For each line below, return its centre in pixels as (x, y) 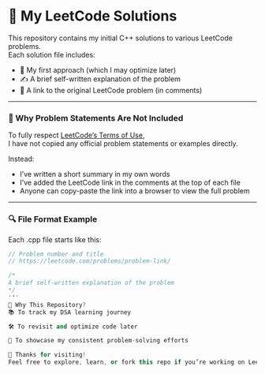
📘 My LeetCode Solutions (93, 16)
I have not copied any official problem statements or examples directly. (123, 144)
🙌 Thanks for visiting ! (47, 355)
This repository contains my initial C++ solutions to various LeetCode (120, 38)
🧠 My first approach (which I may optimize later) (98, 69)
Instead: (21, 159)
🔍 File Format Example (53, 219)
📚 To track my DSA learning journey (70, 312)
